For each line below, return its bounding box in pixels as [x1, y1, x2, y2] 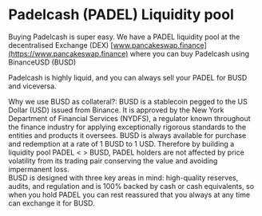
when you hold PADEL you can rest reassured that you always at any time [8, 190, 250, 199]
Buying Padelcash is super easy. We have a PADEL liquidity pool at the [8, 32, 240, 41]
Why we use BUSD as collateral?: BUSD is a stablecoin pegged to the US [8, 96, 248, 106]
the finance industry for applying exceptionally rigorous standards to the [8, 122, 246, 132]
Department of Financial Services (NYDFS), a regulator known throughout [8, 113, 251, 123]
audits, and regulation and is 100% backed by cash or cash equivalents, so [8, 181, 254, 190]
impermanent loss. [8, 164, 69, 174]
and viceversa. [8, 81, 58, 91]
